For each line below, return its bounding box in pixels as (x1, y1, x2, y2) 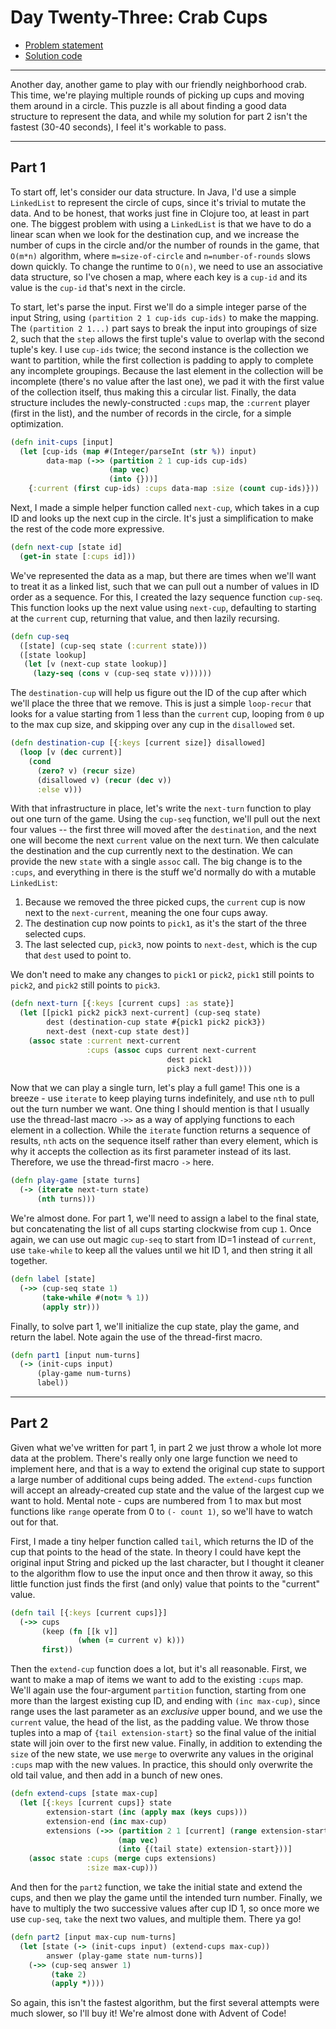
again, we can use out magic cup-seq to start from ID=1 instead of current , (10, 1234, 317, 1245)
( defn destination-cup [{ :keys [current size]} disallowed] (10, 738, 267, 748)
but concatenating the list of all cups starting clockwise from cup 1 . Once (10, 1223, 312, 1235)
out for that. (10, 1516, 59, 1528)
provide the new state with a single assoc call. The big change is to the (10, 856, 303, 868)
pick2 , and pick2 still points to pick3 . (10, 979, 161, 991)
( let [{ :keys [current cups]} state (19, 1798, 172, 1808)
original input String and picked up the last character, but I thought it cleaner (10, 1556, 325, 1568)
